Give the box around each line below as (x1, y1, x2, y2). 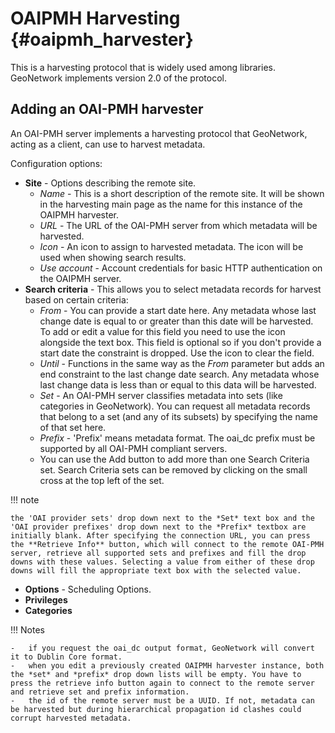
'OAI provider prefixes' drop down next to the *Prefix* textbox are (10, 522, 307, 532)
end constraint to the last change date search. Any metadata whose (39, 368, 320, 380)
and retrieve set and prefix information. (10, 687, 190, 697)
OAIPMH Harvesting (10, 7, 181, 30)
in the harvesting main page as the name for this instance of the (39, 198, 303, 210)
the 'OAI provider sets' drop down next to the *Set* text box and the (10, 513, 315, 523)
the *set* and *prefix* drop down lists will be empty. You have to (10, 669, 302, 679)
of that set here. (39, 421, 107, 433)
